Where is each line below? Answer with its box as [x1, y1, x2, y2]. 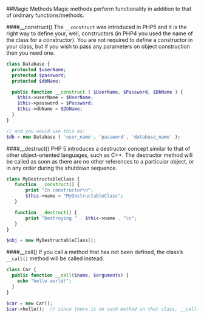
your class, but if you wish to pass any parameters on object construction [6, 43, 190, 50]
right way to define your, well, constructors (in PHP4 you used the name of [6, 30, 193, 37]
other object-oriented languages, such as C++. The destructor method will [6, 151, 193, 159]
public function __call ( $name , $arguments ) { [12, 272, 129, 278]
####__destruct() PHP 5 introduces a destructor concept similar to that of [6, 145, 191, 152]
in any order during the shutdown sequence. [6, 164, 117, 171]
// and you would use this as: [6, 128, 86, 134]
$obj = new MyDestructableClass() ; [6, 237, 97, 244]
